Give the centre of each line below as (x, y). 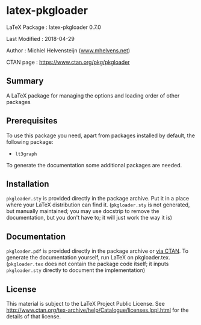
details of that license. (34, 316)
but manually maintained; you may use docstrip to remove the (83, 211)
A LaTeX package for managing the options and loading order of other (93, 95)
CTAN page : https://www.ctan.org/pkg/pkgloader (68, 62)
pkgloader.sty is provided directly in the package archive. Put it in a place (98, 199)
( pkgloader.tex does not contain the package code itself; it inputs (88, 264)
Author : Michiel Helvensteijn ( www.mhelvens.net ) (68, 50)
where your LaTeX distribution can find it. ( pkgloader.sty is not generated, (98, 205)
